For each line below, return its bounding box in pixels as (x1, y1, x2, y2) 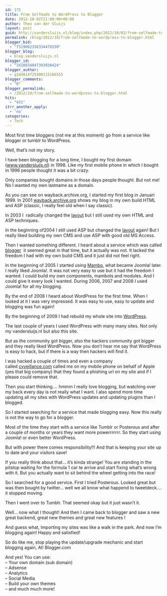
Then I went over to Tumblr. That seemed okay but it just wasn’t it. (5, 499, 141, 505)
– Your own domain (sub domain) (5, 559, 73, 565)
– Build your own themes (5, 581, 56, 587)
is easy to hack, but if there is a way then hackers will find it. (5, 348, 129, 354)
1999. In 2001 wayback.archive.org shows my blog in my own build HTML (5, 197, 156, 203)
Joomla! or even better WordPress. (5, 434, 77, 441)
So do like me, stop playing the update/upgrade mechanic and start (5, 539, 143, 545)
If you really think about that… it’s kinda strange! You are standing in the (5, 459, 152, 465)
